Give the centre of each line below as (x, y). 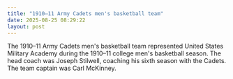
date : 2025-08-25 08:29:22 (46, 20)
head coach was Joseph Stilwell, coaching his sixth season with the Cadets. (117, 61)
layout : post (26, 26)
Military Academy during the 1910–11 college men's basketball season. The (114, 53)
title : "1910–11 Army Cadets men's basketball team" (85, 14)
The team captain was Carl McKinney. (62, 68)
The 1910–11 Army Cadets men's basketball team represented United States (115, 46)
